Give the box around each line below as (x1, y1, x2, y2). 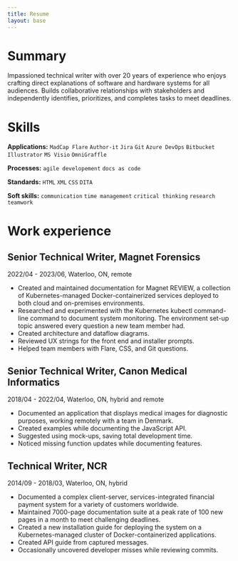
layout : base (7, 17, 46, 24)
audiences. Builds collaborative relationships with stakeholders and (7, 86, 205, 95)
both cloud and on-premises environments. (17, 299, 145, 307)
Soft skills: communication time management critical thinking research (7, 192, 216, 200)
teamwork (7, 199, 33, 207)
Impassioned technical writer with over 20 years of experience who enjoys (7, 71, 227, 80)
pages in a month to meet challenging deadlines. (17, 515, 161, 524)
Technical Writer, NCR (7, 460, 108, 472)
